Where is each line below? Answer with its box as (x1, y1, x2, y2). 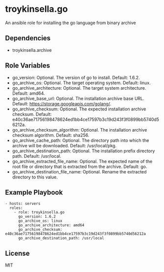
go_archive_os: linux (18, 218, 63, 224)
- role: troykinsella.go (14, 210, 65, 215)
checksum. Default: (12, 111, 52, 117)
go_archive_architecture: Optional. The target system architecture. (12, 85, 146, 91)
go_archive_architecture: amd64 (18, 223, 84, 228)
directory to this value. (12, 174, 58, 180)
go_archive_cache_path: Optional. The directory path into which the (12, 137, 149, 143)
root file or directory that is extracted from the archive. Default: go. (12, 164, 147, 170)
